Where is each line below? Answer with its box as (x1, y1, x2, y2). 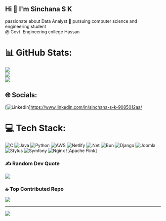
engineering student (5, 23, 46, 29)
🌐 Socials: (5, 91, 38, 99)
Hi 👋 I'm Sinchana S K (5, 5, 73, 13)
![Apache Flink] (66, 147, 97, 153)
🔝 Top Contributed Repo (5, 185, 64, 192)
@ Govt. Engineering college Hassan (5, 28, 80, 35)
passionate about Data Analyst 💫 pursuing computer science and (5, 18, 137, 24)
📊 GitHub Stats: (5, 47, 73, 58)
